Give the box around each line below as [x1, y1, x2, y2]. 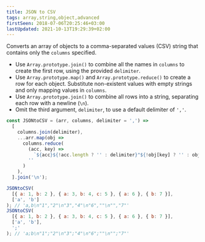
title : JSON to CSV [6, 9, 56, 15]
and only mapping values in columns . [15, 86, 107, 94]
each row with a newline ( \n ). [15, 100, 89, 107]
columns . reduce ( [22, 140, 64, 147]
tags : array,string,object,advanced [6, 15, 99, 21]
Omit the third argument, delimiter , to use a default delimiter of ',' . [15, 106, 187, 113]
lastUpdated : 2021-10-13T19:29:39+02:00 [6, 26, 111, 32]
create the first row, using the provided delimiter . [15, 67, 141, 75]
